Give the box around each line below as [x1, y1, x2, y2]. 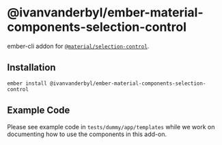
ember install [7, 80, 48, 87]
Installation [7, 62, 56, 73]
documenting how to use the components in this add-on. [7, 130, 167, 138]
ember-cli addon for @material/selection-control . [7, 42, 150, 50]
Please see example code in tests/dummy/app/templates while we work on [7, 122, 215, 131]
